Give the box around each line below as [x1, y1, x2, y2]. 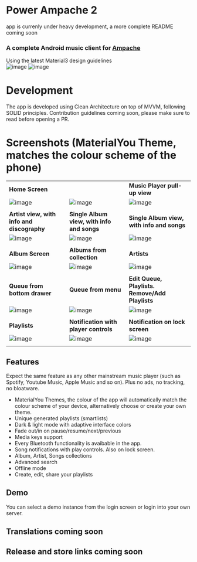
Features [6, 357, 39, 367]
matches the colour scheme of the [6, 149, 177, 162]
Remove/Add [128, 289, 166, 298]
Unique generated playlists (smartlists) [14, 414, 108, 422]
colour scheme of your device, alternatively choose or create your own [14, 402, 186, 409]
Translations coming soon [6, 527, 104, 537]
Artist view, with [9, 210, 56, 219]
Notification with [69, 318, 117, 326]
